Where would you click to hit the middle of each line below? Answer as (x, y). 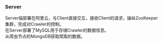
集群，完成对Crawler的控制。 (34, 24)
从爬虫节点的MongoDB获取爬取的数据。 (45, 36)
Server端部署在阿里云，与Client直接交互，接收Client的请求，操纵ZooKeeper (81, 18)
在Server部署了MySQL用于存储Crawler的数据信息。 (57, 30)
